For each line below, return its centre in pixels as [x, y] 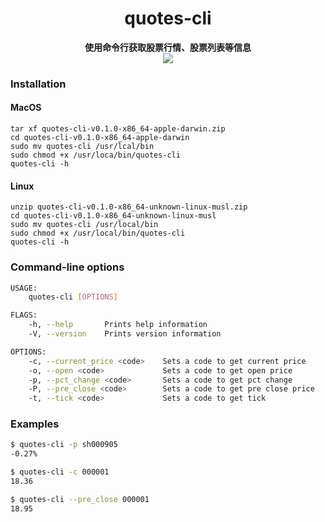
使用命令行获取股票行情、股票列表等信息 [168, 47]
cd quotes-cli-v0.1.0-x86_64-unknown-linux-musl [113, 216]
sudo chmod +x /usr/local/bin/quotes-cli [98, 233]
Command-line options [67, 267]
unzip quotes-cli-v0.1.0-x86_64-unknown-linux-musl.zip [129, 207]
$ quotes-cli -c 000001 [60, 472]
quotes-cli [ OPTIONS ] [73, 297]
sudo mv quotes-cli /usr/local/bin [84, 225]
